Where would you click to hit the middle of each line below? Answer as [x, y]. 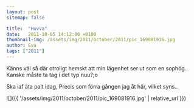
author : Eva [21, 46]
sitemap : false [26, 18]
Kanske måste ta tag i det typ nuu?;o [52, 75]
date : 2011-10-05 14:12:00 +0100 [51, 34]
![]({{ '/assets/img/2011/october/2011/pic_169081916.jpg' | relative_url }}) [96, 98]
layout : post [23, 12]
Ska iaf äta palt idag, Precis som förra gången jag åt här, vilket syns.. [92, 86]
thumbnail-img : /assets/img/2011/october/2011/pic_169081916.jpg [91, 40]
